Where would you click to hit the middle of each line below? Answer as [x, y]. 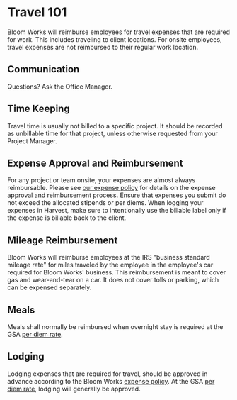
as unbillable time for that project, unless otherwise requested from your [112, 133]
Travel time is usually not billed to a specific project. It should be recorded [115, 126]
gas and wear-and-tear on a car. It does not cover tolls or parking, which [113, 280]
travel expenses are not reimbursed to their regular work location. [103, 47]
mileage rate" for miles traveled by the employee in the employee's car [110, 265]
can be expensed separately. [50, 287]
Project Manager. [33, 141]
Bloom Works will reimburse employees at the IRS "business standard [109, 257]
